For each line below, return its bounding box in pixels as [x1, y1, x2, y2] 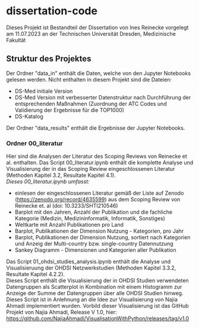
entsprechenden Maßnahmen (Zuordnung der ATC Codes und [14, 100, 168, 107]
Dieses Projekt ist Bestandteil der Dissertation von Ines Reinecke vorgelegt [6, 24, 189, 31]
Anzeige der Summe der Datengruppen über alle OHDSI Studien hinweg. [6, 290, 184, 297]
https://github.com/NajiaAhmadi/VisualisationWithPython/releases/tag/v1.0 [6, 315, 189, 322]
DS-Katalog [14, 113, 43, 120]
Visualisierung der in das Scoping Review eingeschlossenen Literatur [6, 165, 175, 173]
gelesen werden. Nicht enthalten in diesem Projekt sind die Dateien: [6, 76, 172, 83]
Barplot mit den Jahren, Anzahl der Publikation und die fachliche [14, 208, 173, 215]
